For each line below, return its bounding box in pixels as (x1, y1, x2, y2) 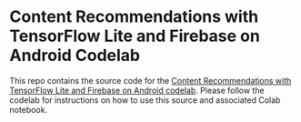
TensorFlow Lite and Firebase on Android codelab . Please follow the (9, 85, 266, 96)
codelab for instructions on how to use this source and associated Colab (9, 94, 281, 106)
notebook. (9, 104, 48, 115)
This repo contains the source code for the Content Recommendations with (9, 75, 292, 86)
